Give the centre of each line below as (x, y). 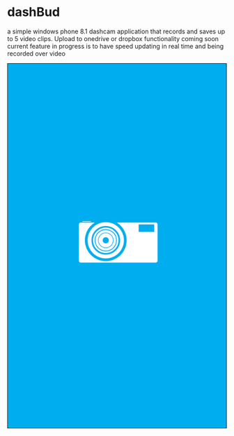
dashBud (34, 12)
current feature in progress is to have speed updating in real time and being (116, 46)
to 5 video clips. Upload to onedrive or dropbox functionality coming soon (113, 38)
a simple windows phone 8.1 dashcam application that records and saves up (116, 31)
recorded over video (37, 54)
